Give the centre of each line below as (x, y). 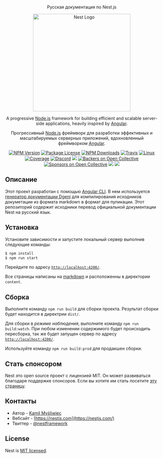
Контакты (21, 401)
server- (150, 118)
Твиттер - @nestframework (40, 423)
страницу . (15, 386)
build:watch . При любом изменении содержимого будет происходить (78, 329)
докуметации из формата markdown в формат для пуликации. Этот (75, 201)
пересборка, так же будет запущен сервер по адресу (61, 334)
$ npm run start (21, 258)
